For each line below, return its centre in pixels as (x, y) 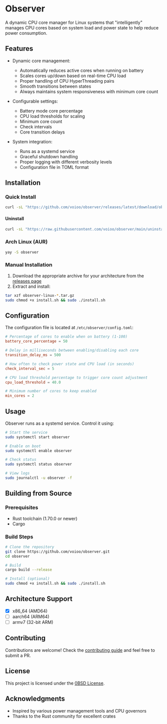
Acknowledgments (35, 699)
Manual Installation (29, 265)
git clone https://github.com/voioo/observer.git (58, 551)
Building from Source (39, 493)
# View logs (17, 474)
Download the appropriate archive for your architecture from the (78, 276)
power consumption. (26, 33)
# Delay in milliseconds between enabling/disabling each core (72, 351)
